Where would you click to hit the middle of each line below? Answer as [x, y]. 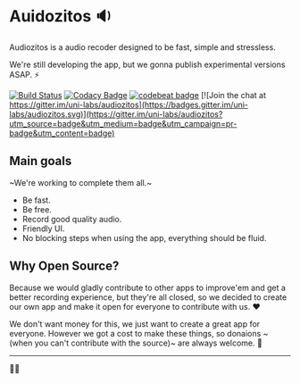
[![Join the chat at [233, 95]
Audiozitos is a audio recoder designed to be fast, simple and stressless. [143, 47]
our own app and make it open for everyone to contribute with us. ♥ [135, 306]
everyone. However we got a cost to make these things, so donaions [135, 333]
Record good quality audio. [72, 219]
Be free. [37, 209]
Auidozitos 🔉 [61, 17]
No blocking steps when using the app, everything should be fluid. [144, 237]
